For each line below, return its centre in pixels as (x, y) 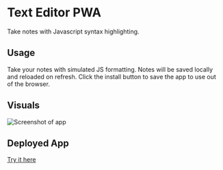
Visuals (23, 105)
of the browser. (28, 84)
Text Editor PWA (54, 13)
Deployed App (38, 143)
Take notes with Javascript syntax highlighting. (73, 31)
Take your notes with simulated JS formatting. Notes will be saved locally (110, 69)
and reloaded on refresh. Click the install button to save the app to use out (112, 76)
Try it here (22, 160)
